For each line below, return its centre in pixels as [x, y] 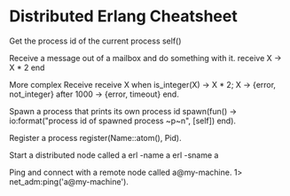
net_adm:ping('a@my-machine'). [69, 181]
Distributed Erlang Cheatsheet [123, 16]
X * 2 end [27, 67]
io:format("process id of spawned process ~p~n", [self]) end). [123, 121]
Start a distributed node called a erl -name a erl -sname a [114, 155]
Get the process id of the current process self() [95, 41]
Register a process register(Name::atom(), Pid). [95, 137]
